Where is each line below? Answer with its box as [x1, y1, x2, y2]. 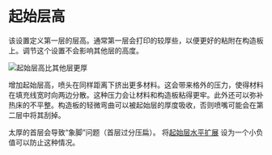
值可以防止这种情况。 [8, 137, 79, 147]
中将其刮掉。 [22, 110, 66, 119]
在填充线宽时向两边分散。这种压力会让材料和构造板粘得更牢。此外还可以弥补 [8, 90, 264, 99]
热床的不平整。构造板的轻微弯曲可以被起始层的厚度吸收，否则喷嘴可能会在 [8, 100, 257, 110]
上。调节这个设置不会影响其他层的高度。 [8, 45, 143, 55]
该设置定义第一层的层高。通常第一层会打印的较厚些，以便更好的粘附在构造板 [8, 36, 264, 45]
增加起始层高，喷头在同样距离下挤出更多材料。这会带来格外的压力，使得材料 [8, 80, 264, 90]
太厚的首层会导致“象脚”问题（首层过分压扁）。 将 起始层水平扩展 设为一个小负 [8, 127, 264, 137]
